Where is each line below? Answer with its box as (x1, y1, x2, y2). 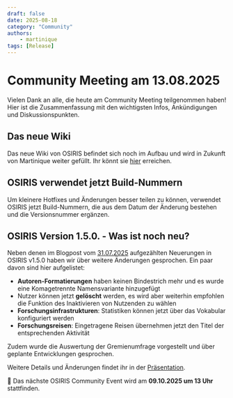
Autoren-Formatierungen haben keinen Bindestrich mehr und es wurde (17, 277, 225, 286)
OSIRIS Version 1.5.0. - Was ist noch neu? (7, 230, 190, 242)
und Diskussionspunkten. (7, 110, 80, 118)
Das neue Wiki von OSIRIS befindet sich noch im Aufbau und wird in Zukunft (7, 149, 226, 158)
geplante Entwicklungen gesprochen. (7, 350, 115, 358)
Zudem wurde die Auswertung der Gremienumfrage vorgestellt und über (7, 342, 216, 351)
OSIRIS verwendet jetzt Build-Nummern (7, 177, 183, 189)
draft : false (7, 10, 45, 17)
